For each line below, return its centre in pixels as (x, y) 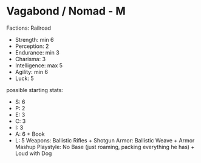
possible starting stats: (35, 90)
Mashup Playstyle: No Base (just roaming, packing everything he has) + (105, 147)
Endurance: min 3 (37, 52)
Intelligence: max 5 (39, 65)
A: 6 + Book (30, 134)
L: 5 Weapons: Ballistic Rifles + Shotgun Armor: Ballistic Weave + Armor (105, 140)
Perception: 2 (32, 46)
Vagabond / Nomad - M (66, 11)
